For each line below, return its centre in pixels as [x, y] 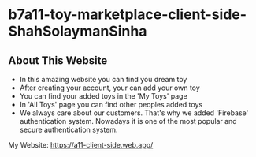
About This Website [58, 60]
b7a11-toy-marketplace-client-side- [127, 15]
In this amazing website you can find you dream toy [103, 79]
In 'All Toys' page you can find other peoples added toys [111, 105]
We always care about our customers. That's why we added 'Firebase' [134, 113]
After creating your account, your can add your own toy [110, 88]
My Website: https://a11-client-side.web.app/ [81, 145]
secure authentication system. [69, 129]
